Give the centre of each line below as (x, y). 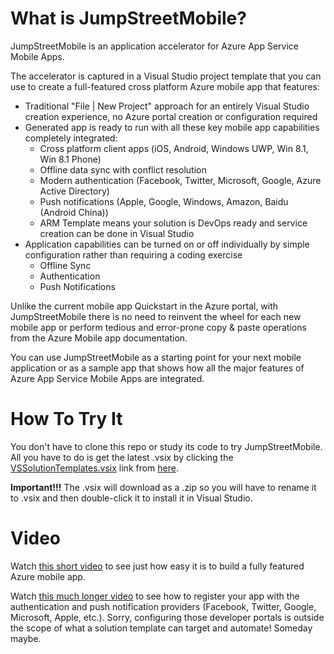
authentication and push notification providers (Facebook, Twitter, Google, (163, 606)
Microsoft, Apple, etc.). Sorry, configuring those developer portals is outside (167, 617)
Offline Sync (65, 265)
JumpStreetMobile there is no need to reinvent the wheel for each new (156, 316)
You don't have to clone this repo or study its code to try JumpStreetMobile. (166, 446)
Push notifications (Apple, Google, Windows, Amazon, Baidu (164, 201)
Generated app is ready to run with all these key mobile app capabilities (172, 127)
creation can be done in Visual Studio (117, 233)
